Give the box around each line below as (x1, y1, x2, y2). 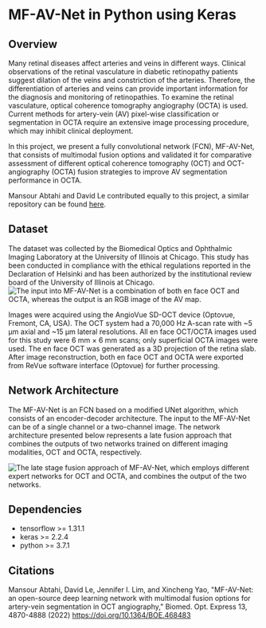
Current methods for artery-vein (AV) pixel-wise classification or (8, 109, 219, 119)
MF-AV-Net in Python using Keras (8, 6, 237, 24)
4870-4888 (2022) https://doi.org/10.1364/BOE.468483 (8, 610, 191, 620)
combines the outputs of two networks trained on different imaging (8, 438, 229, 448)
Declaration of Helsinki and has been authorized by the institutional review (8, 269, 252, 278)
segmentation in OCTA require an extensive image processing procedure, (8, 118, 249, 127)
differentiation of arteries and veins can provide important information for (8, 84, 248, 93)
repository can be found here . (8, 199, 106, 209)
